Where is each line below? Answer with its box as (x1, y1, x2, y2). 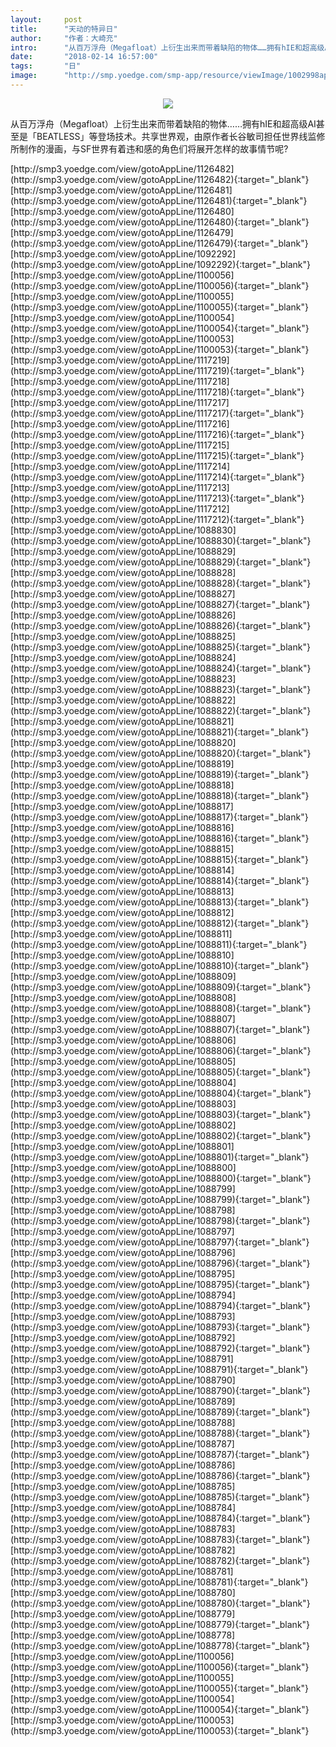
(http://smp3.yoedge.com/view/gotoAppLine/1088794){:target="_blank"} (10, 1299, 311, 1311)
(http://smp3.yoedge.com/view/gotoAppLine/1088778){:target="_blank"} (10, 1639, 310, 1651)
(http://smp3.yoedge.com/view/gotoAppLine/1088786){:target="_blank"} (10, 1469, 311, 1481)
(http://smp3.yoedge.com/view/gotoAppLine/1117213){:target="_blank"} (10, 492, 305, 504)
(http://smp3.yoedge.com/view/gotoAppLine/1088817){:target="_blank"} (10, 811, 309, 823)
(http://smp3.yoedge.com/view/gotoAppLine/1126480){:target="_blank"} (10, 216, 310, 228)
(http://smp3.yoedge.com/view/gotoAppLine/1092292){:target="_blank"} (10, 258, 312, 270)
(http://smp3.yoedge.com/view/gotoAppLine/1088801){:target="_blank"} (10, 1151, 310, 1163)
